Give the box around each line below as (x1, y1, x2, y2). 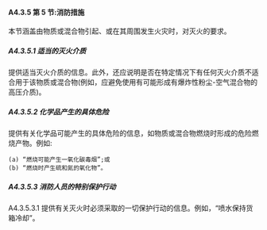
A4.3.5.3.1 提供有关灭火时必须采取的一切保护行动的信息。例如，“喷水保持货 (8, 203, 253, 213)
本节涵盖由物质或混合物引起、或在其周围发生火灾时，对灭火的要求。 (8, 26, 231, 36)
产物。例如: (14, 139, 53, 148)
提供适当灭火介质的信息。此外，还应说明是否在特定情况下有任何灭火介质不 (8, 67, 252, 77)
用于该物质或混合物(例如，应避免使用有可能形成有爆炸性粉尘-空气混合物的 (14, 78, 258, 87)
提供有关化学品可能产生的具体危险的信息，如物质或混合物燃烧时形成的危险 (8, 128, 252, 138)
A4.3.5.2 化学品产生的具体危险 (8, 107, 110, 117)
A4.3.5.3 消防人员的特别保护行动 (8, 182, 117, 191)
